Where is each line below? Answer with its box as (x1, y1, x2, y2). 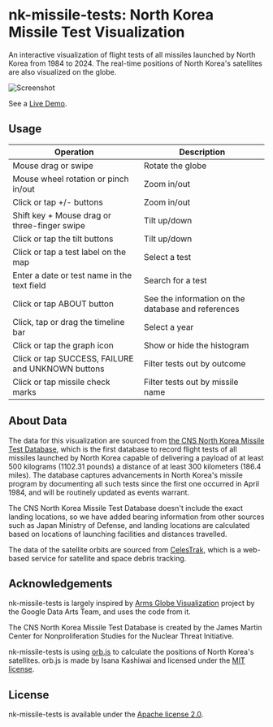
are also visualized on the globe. (8, 67, 117, 76)
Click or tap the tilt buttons (12, 233, 114, 244)
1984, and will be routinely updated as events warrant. (8, 487, 189, 497)
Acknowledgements (8, 577, 113, 591)
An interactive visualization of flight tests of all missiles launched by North (8, 50, 256, 59)
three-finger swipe (12, 219, 85, 231)
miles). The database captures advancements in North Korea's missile (8, 470, 244, 480)
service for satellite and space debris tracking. (31, 553, 187, 563)
